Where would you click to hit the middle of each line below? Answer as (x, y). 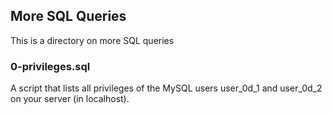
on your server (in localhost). (70, 99)
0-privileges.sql (50, 66)
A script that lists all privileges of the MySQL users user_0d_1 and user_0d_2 (166, 88)
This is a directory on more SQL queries (92, 40)
